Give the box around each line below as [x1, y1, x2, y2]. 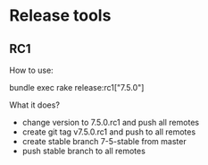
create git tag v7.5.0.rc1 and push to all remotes [21, 126, 196, 137]
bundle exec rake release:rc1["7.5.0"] [9, 82, 145, 92]
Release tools [9, 5, 112, 26]
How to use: [9, 65, 54, 75]
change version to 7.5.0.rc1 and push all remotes [21, 117, 199, 127]
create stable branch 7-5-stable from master [21, 136, 187, 146]
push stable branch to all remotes [21, 145, 146, 156]
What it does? [9, 100, 61, 110]
